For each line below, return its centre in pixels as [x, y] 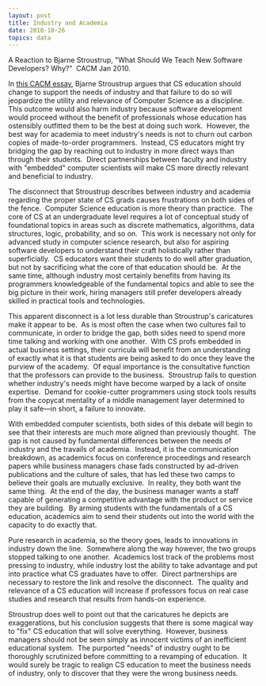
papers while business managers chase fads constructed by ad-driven [123, 466]
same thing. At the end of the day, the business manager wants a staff [123, 491]
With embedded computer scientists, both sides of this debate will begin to [131, 424]
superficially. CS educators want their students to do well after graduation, [131, 259]
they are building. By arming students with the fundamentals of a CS [120, 508]
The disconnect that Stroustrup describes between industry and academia [129, 191]
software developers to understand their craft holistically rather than [120, 251]
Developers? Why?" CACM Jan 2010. [69, 69]
